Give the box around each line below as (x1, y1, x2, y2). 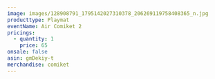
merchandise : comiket (7, 61, 70, 68)
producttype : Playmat (7, 16, 70, 23)
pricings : (7, 29, 36, 36)
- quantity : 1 (13, 36, 54, 43)
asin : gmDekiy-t (7, 55, 54, 62)
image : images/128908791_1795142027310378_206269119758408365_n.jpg (7, 10, 209, 17)
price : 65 (19, 42, 48, 49)
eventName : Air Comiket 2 (7, 23, 82, 30)
